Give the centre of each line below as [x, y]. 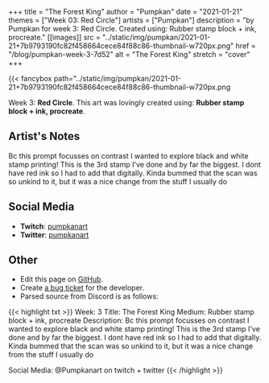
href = [246, 46]
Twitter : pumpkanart [54, 235]
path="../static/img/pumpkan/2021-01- [118, 78]
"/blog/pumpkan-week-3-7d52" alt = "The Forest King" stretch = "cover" [129, 54]
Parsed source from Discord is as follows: [89, 296]
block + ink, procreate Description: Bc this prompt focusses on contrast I [129, 320]
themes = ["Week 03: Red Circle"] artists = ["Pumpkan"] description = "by [131, 20]
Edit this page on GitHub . [61, 279]
